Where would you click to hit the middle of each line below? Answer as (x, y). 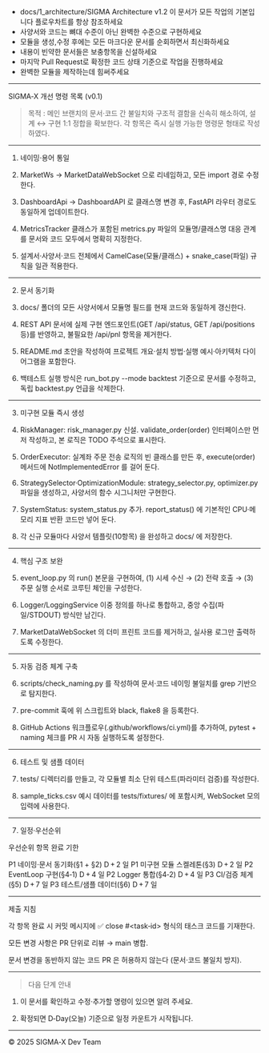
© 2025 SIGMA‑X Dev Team (55, 1042)
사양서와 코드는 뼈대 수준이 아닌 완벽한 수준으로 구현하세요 (111, 32)
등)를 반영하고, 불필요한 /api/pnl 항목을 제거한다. (96, 334)
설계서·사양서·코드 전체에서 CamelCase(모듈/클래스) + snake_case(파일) (134, 256)
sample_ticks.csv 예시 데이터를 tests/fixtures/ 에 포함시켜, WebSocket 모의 (140, 796)
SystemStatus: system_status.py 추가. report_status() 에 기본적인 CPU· (134, 509)
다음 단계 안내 (49, 984)
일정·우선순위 (40, 830)
